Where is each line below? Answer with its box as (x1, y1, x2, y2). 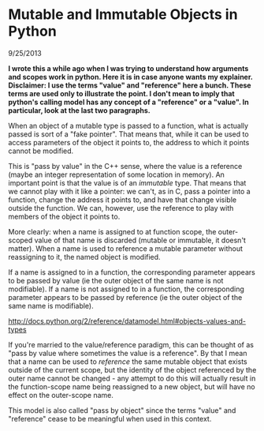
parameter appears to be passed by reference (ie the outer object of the (8, 292, 243, 302)
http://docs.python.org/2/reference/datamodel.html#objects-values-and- (8, 316, 247, 325)
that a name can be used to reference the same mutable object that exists (8, 357, 247, 366)
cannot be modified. (8, 146, 74, 156)
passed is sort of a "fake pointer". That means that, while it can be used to (8, 129, 250, 139)
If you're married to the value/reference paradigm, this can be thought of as (8, 339, 255, 349)
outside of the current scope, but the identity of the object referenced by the (8, 365, 257, 374)
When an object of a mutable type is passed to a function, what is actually (8, 121, 249, 130)
